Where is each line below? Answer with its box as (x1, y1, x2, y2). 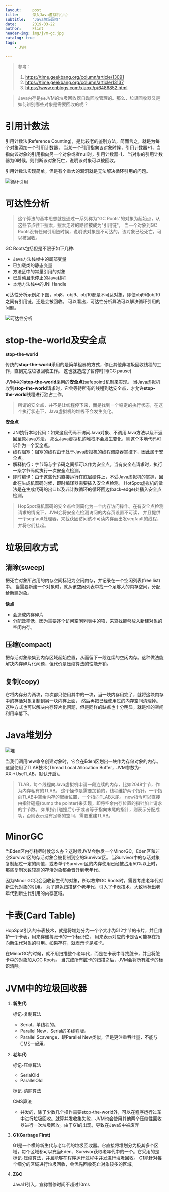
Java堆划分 (5, 730, 52, 741)
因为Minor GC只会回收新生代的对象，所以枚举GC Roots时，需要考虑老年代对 (5, 877, 163, 883)
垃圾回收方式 (5, 542, 59, 553)
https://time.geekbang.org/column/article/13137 (25, 79, 124, 85)
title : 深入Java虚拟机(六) (5, 12, 69, 17)
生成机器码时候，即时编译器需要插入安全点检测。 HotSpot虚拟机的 (21, 480, 159, 486)
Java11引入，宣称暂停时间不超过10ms (12, 1181, 90, 1187)
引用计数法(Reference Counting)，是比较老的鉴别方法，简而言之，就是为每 (5, 138, 160, 144)
